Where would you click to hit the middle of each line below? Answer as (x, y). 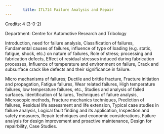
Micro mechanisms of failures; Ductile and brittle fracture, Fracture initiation (82, 79)
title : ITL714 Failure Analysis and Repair (68, 10)
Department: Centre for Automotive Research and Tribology (66, 33)
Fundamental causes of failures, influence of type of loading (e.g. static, (79, 48)
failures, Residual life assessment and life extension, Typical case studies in (82, 105)
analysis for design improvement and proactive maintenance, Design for (78, 121)
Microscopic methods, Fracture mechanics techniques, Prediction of (75, 100)
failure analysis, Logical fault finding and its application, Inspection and (77, 110)
